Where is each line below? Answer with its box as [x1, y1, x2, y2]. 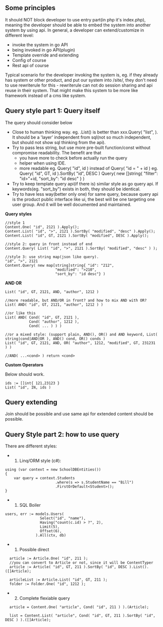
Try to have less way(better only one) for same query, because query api [12, 191, 159, 197]
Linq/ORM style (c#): [19, 458, 61, 464]
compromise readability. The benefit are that [12, 149, 102, 155]
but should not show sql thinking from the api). [12, 139, 106, 145]
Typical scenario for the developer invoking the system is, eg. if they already [5, 72, 158, 77]
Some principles [5, 4, 56, 12]
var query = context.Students [14, 476, 75, 481]
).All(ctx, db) [36, 533, 67, 538]
